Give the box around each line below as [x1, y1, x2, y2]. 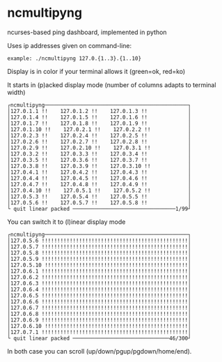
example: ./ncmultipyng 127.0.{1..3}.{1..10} [7, 54, 141, 62]
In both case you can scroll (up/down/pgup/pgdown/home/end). [7, 347, 192, 355]
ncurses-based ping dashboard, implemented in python [7, 28, 167, 36]
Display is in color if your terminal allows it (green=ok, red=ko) [7, 67, 186, 75]
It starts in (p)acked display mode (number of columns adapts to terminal [7, 80, 216, 89]
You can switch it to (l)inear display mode [7, 218, 126, 226]
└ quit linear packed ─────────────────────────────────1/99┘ [7, 205, 191, 212]
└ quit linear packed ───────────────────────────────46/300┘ [7, 335, 191, 342]
